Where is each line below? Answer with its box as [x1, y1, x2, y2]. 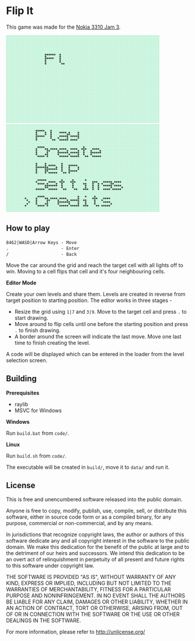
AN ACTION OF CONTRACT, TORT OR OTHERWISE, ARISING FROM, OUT [6, 605, 183, 612]
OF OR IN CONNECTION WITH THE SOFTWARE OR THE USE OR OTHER [6, 611, 180, 618]
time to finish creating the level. [14, 339, 90, 346]
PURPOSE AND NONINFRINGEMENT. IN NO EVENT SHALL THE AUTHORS [6, 592, 186, 599]
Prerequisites [6, 389, 40, 396]
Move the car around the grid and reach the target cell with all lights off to [6, 262, 184, 269]
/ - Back [6, 251, 77, 257]
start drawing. [14, 314, 48, 321]
